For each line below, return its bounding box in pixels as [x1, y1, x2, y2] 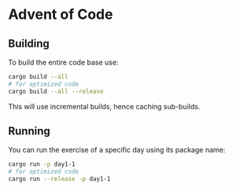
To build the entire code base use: [8, 57, 119, 67]
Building [8, 37, 50, 50]
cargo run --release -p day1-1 [8, 175, 111, 183]
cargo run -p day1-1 [8, 160, 76, 168]
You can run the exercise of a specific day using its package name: [8, 145, 226, 155]
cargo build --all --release [8, 87, 104, 95]
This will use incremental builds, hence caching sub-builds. [8, 101, 201, 111]
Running [8, 124, 51, 138]
